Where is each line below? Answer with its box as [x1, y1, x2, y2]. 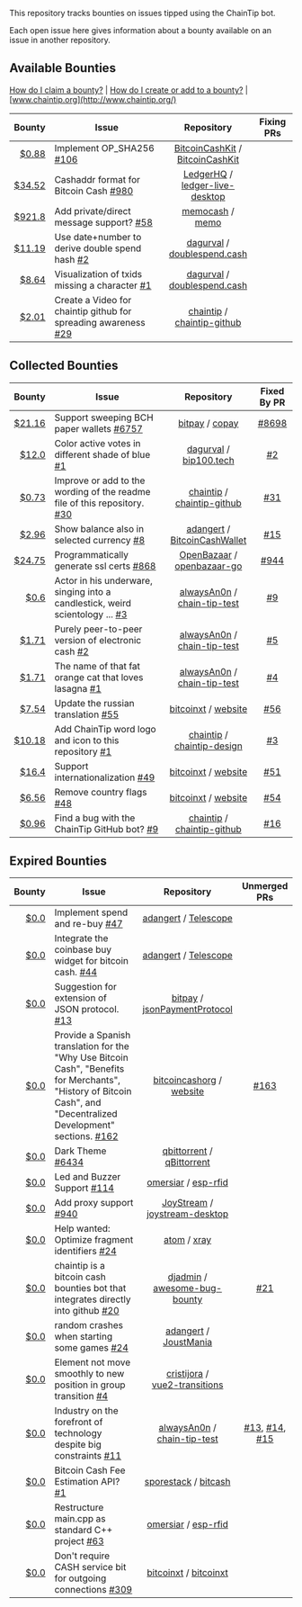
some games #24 [54, 1342, 129, 1354]
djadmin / [167, 1270, 208, 1283]
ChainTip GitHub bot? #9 [54, 822, 159, 835]
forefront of [54, 1416, 103, 1429]
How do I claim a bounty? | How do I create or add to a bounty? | [9, 85, 249, 95]
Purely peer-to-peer [54, 623, 143, 635]
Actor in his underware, [54, 574, 153, 587]
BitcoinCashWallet [170, 534, 247, 546]
